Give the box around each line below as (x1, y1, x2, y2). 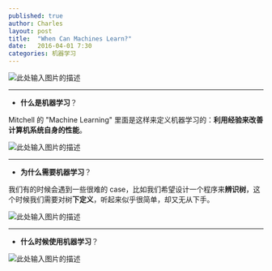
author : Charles (8, 19, 63, 28)
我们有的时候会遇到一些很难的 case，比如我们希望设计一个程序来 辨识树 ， (8, 184, 253, 194)
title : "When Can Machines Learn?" (8, 34, 132, 43)
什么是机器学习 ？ (19, 98, 78, 107)
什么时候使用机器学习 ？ (19, 237, 99, 246)
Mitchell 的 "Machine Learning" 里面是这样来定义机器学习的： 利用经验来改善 (8, 115, 264, 124)
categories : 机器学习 (8, 49, 77, 58)
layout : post (8, 27, 53, 35)
